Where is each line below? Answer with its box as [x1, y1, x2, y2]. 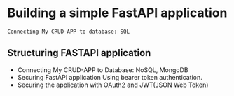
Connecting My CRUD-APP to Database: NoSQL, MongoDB [17, 65, 189, 74]
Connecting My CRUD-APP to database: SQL [7, 28, 130, 35]
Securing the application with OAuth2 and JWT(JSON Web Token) [17, 81, 209, 89]
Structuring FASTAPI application [7, 47, 151, 59]
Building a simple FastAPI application [7, 5, 228, 21]
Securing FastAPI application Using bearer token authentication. [17, 73, 202, 81]
